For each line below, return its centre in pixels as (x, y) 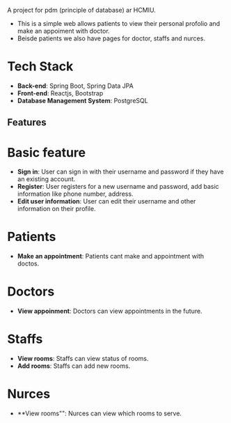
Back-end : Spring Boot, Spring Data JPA (75, 86)
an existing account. (46, 179)
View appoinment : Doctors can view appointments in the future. (110, 311)
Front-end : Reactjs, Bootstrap (60, 93)
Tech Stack (40, 67)
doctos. (28, 263)
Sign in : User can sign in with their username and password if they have (120, 172)
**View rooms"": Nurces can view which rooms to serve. (99, 413)
